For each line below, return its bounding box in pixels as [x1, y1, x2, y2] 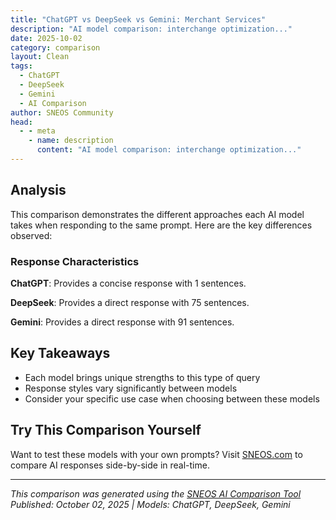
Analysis [10, 182, 67, 199]
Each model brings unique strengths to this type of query [24, 371, 261, 383]
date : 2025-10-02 [10, 33, 83, 43]
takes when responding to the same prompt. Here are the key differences [10, 219, 313, 231]
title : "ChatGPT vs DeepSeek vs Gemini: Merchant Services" [10, 14, 267, 25]
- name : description [28, 136, 114, 146]
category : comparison [10, 42, 101, 53]
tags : [10, 61, 33, 71]
